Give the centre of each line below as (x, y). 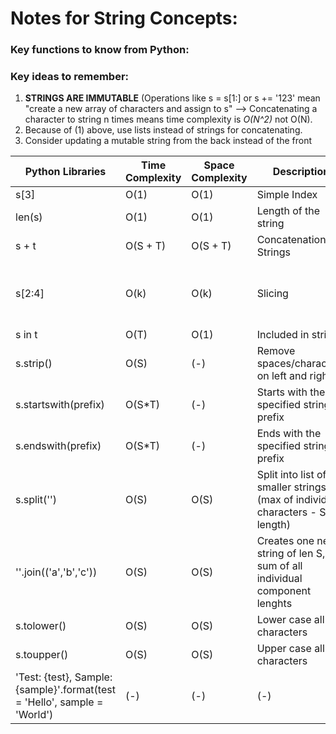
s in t (26, 335)
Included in (283, 335)
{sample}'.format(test (65, 690)
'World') (34, 715)
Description (301, 172)
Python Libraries (65, 172)
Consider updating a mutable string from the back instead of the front (168, 141)
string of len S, (291, 554)
